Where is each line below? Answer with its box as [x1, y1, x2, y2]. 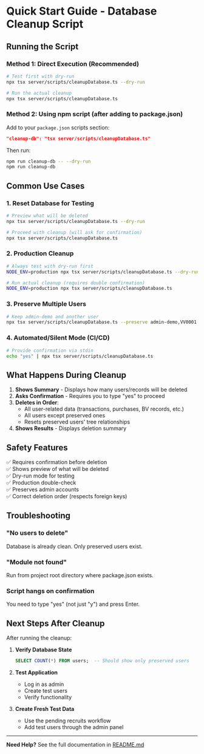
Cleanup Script [6, 17, 84, 31]
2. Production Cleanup [6, 249, 74, 258]
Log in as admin [24, 680, 64, 688]
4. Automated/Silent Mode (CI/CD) [6, 334, 110, 342]
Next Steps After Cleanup [6, 618, 105, 628]
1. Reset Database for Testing [6, 199, 94, 207]
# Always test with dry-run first [6, 263, 94, 269]
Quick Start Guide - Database [6, 4, 157, 18]
